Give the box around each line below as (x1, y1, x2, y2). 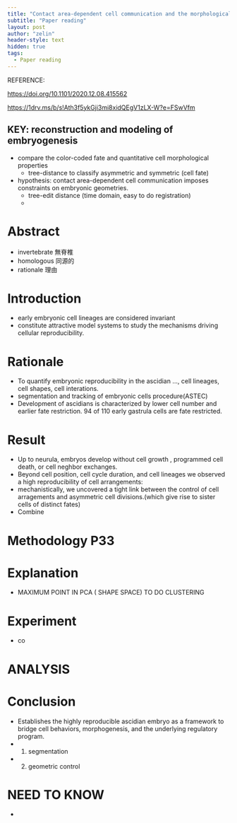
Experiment (7, 613, 77, 629)
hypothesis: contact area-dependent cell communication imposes (17, 176, 209, 185)
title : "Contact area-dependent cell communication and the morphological (7, 10, 232, 18)
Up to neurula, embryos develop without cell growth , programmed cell (17, 455, 224, 464)
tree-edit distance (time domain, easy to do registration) (28, 191, 192, 199)
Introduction (7, 291, 82, 306)
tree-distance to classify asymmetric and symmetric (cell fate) (28, 168, 209, 177)
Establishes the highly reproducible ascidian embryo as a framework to (17, 717, 224, 725)
